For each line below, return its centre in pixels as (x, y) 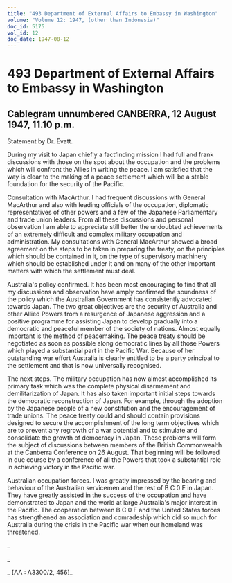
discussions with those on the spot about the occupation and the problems (114, 162)
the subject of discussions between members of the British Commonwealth (115, 445)
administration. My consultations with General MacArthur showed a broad (113, 242)
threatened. (24, 532)
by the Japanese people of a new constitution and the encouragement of (111, 409)
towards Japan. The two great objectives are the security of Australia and (112, 307)
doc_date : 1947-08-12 (38, 39)
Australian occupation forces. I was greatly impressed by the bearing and (112, 481)
